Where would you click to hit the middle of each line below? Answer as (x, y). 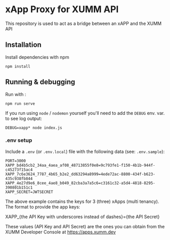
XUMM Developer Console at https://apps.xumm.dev (60, 232)
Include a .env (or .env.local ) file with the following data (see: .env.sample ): (85, 152)
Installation (23, 45)
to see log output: (24, 118)
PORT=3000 (16, 161)
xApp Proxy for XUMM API (62, 9)
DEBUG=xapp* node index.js (34, 128)
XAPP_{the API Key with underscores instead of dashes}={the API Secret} (82, 217)
